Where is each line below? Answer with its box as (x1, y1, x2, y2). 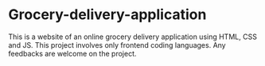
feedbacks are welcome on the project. (8, 49, 137, 58)
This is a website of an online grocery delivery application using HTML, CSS (8, 32, 257, 41)
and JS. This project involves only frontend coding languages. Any (8, 40, 226, 49)
